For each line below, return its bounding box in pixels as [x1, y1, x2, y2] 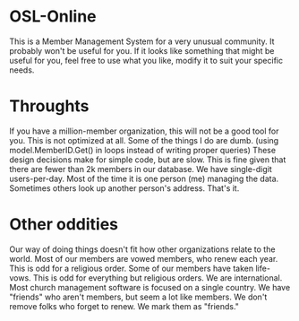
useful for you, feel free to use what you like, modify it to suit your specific [9, 55, 284, 65]
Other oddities [9, 214, 119, 235]
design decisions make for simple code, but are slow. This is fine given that [9, 154, 286, 165]
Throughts [9, 96, 90, 117]
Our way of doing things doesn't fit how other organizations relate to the [9, 244, 276, 255]
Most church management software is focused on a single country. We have [9, 282, 291, 292]
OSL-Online [9, 6, 97, 27]
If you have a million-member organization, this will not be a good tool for [9, 126, 279, 136]
